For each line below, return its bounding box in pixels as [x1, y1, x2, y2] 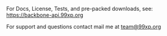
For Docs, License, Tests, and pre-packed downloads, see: [6, 5, 153, 12]
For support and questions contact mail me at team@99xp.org [6, 23, 162, 30]
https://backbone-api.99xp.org [6, 11, 83, 19]
